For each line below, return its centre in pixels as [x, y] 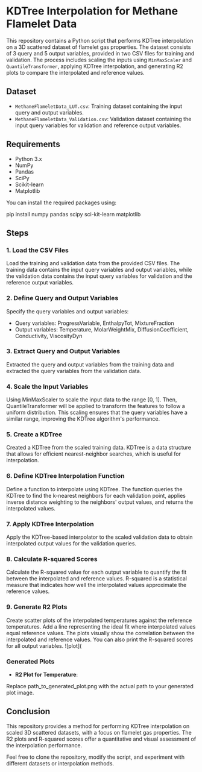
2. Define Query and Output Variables [62, 298]
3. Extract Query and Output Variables [63, 351]
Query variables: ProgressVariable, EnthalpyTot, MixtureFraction [94, 323]
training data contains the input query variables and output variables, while [99, 270]
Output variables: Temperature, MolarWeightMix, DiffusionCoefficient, [102, 329]
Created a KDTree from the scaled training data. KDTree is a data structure [99, 448]
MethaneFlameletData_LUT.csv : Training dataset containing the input [99, 106]
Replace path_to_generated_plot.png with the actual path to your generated [100, 686]
